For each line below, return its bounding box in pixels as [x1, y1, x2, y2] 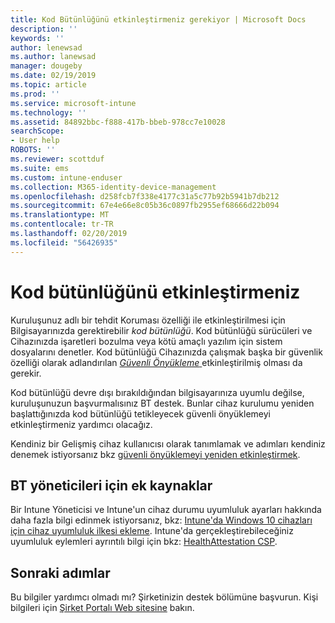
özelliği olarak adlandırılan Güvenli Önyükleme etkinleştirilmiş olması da [10, 356, 303, 368]
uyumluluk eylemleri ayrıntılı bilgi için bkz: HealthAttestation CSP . [10, 536, 278, 548]
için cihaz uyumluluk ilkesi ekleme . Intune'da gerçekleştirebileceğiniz [10, 525, 294, 537]
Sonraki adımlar [10, 564, 111, 581]
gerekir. [10, 367, 42, 379]
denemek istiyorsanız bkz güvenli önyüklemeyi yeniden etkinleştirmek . [10, 448, 301, 460]
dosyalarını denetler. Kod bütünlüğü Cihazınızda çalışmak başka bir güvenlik [10, 346, 323, 358]
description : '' [10, 24, 78, 34]
